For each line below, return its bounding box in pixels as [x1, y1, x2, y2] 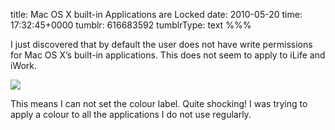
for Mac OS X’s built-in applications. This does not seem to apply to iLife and [10, 49, 326, 61]
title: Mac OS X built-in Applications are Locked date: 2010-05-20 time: [10, 9, 303, 20]
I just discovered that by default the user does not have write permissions [10, 39, 313, 50]
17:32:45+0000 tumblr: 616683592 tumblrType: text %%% [10, 19, 252, 31]
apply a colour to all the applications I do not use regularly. [10, 109, 252, 120]
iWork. [10, 60, 38, 71]
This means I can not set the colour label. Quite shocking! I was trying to [10, 98, 308, 109]
